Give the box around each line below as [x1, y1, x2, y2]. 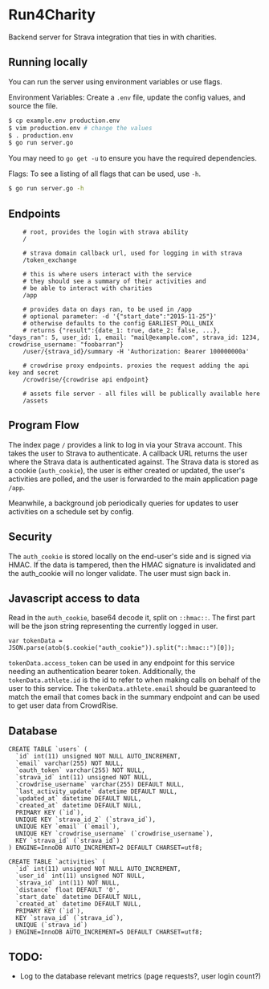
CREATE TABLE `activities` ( [8, 858, 106, 866]
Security [8, 530, 52, 544]
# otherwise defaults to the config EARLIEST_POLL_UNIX [22, 319, 214, 327]
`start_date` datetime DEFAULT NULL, [15, 893, 142, 901]
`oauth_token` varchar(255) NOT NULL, [15, 766, 146, 774]
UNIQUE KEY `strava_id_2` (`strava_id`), [15, 815, 157, 824]
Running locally [8, 55, 88, 69]
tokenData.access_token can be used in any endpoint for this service [8, 658, 235, 668]
